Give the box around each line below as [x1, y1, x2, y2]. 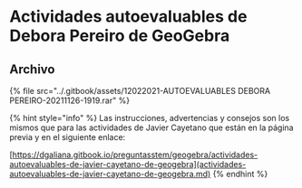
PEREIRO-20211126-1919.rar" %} [9, 95, 130, 106]
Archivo [9, 61, 55, 77]
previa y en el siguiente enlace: [9, 132, 126, 142]
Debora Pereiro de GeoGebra [9, 25, 230, 46]
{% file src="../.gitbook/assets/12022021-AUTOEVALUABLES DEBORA [9, 86, 270, 96]
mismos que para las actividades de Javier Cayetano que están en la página [9, 122, 294, 133]
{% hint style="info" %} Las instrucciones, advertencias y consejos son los [9, 113, 290, 123]
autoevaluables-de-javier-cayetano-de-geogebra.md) [9, 169, 211, 179]
